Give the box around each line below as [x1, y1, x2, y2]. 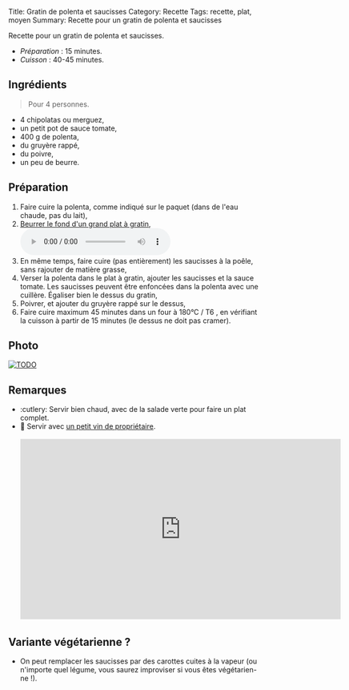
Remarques [8, 383, 67, 397]
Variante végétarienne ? [8, 635, 130, 648]
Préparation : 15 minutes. [19, 46, 102, 55]
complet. [19, 413, 50, 423]
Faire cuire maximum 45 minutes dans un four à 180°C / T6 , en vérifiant [19, 307, 258, 317]
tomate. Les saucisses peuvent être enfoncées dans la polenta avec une [19, 281, 259, 291]
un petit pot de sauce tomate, [19, 123, 118, 133]
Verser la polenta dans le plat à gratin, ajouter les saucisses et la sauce [19, 272, 255, 283]
